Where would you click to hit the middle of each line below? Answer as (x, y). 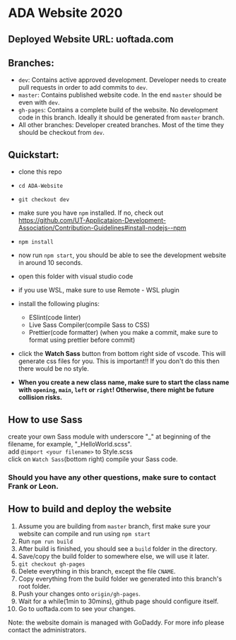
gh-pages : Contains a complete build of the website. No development (118, 110)
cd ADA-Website (41, 186)
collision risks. (40, 398)
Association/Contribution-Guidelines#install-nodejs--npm (102, 228)
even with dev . (39, 102)
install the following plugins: (59, 304)
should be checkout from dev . (61, 133)
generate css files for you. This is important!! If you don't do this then (119, 361)
